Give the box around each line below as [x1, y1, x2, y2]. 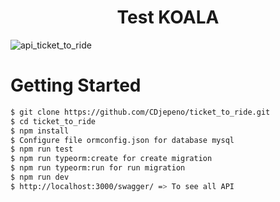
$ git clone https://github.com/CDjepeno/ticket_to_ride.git [10, 107, 271, 117]
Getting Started [10, 74, 142, 97]
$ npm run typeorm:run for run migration [10, 163, 186, 173]
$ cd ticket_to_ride [10, 116, 97, 126]
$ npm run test [10, 144, 74, 155]
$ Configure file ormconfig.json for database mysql [10, 135, 235, 145]
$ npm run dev [10, 172, 70, 182]
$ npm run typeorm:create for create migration [10, 154, 213, 164]
